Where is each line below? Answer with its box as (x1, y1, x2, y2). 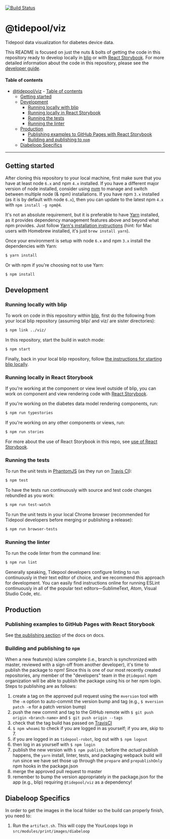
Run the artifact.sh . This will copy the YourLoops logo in (12, 823, 133, 829)
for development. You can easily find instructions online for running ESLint (5, 580, 160, 586)
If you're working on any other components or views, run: (5, 420, 125, 426)
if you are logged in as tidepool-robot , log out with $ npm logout (12, 736, 148, 742)
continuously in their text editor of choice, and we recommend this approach (5, 574, 165, 580)
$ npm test (5, 478, 28, 483)
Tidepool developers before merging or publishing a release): (5, 517, 133, 523)
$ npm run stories (5, 429, 44, 434)
